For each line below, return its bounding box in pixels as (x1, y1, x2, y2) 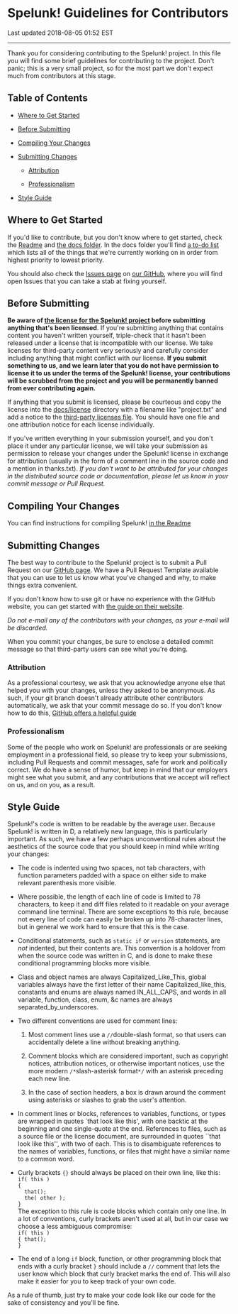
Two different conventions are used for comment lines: (17, 1017, 178, 1025)
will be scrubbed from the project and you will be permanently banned (7, 376, 218, 385)
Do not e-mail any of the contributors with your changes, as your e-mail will (7, 616, 229, 624)
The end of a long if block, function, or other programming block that (17, 1254, 222, 1263)
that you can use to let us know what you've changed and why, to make (7, 574, 217, 581)
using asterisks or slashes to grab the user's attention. (28, 1095, 187, 1105)
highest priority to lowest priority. (7, 256, 105, 264)
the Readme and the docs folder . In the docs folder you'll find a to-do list (7, 240, 220, 249)
